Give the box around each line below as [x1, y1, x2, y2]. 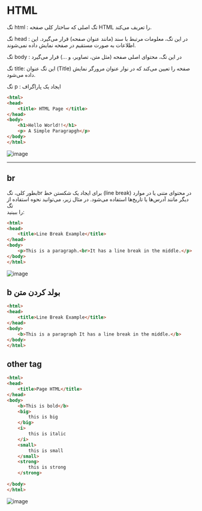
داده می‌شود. [7, 71, 36, 78]
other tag [7, 359, 42, 369]
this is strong [28, 464, 67, 471]
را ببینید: [7, 208, 25, 215]
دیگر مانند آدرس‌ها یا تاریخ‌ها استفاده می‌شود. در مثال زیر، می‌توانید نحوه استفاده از [7, 195, 189, 203]
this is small [28, 447, 64, 454]
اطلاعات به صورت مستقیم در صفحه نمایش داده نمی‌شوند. [7, 41, 137, 49]
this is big [28, 414, 59, 420]
